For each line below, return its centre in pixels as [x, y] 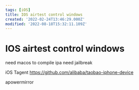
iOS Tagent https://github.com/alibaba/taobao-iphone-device [69, 72]
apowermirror [20, 82]
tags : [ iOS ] [18, 10]
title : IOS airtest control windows [44, 15]
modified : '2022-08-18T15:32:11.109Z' [46, 24]
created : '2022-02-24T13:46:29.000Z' [45, 19]
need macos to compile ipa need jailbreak [49, 63]
